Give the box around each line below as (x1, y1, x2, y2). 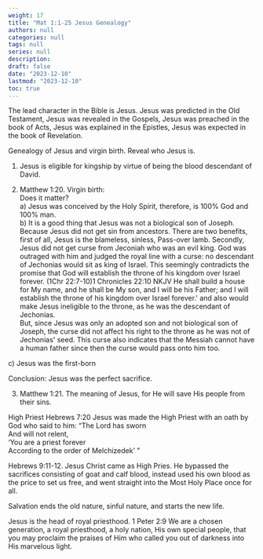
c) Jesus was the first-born (8, 359, 97, 368)
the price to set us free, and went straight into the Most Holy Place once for (8, 478, 252, 488)
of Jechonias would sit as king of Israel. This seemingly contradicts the (19, 260, 250, 269)
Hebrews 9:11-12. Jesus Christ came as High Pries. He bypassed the (8, 461, 229, 471)
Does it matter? (19, 193, 69, 203)
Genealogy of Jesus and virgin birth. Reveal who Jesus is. (8, 146, 196, 155)
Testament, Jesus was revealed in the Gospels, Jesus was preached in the (8, 115, 250, 124)
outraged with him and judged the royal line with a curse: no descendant (19, 252, 254, 261)
